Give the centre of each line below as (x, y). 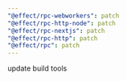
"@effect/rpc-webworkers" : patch (63, 16)
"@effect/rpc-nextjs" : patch (56, 30)
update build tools (37, 68)
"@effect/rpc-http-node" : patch (61, 23)
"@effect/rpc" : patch (44, 46)
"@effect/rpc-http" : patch (53, 38)
